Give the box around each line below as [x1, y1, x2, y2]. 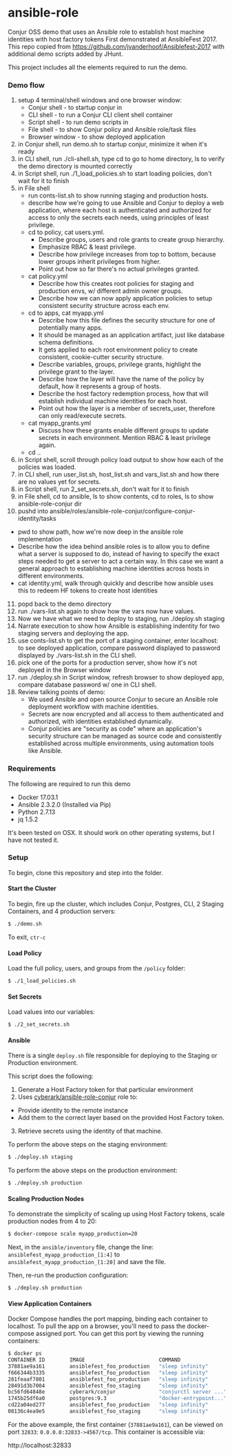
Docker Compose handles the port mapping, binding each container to [8, 1314, 209, 1323]
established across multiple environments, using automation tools [28, 739, 214, 747]
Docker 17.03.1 [17, 793, 59, 801]
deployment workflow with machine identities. [28, 702, 159, 711]
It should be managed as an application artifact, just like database [38, 331, 225, 339]
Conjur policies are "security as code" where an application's [28, 725, 202, 733]
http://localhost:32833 [8, 1441, 72, 1449]
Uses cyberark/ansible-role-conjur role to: [17, 1093, 138, 1101]
